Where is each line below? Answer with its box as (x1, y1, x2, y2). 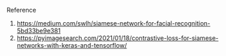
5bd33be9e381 (16, 27, 61, 35)
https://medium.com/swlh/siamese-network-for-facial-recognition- (16, 19, 211, 27)
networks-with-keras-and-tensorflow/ (16, 41, 127, 49)
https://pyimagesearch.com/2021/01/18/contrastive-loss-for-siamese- (16, 34, 219, 42)
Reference (6, 6, 36, 14)
